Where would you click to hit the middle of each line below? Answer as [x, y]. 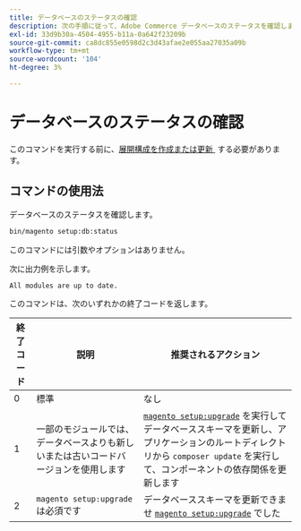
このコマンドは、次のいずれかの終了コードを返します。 [111, 303]
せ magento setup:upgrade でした [211, 513]
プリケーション [175, 442]
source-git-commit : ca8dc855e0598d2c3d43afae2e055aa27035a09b [128, 43]
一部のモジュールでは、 [85, 429]
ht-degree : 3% [36, 68]
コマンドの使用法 [56, 191]
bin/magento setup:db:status [64, 231]
